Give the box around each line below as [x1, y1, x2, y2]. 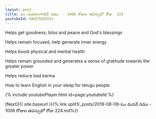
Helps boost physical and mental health [5, 48, 85, 54]
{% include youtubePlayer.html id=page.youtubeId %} [5, 92, 114, 98]
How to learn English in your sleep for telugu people [5, 82, 110, 88]
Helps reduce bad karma [5, 73, 55, 79]
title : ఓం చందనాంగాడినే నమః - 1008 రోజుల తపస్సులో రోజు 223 [5, 12, 124, 17]
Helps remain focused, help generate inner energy [5, 39, 107, 45]
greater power [5, 63, 34, 69]
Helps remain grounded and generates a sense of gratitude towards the [5, 58, 150, 64]
